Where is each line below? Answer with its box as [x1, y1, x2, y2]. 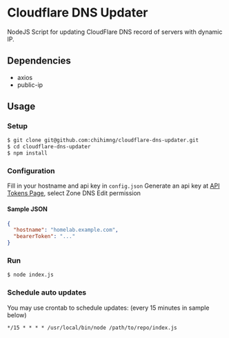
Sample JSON [7, 205, 48, 213]
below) [7, 310, 27, 319]
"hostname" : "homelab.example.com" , [13, 226, 119, 234]
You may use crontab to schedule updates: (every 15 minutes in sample [7, 304, 210, 312]
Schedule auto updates [7, 288, 87, 297]
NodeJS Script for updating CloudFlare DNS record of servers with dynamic [7, 28, 223, 36]
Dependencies [7, 55, 71, 67]
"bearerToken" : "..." [13, 233, 76, 240]
